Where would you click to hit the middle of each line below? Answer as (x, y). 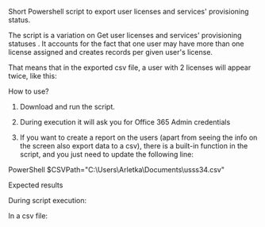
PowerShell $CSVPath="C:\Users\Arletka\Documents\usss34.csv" (116, 169)
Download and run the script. (67, 107)
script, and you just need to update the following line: (107, 154)
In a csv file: (28, 216)
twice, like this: (33, 76)
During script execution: (48, 200)
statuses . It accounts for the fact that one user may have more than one (126, 44)
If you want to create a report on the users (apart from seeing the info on (138, 137)
